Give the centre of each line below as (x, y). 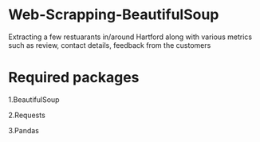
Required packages (74, 78)
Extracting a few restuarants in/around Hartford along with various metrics (130, 37)
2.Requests (27, 115)
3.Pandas (24, 130)
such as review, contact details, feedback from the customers (110, 45)
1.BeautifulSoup (34, 99)
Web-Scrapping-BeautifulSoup (114, 15)
